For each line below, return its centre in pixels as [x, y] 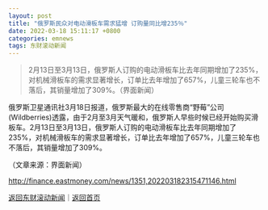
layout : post [30, 16]
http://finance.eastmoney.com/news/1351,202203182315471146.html [122, 181]
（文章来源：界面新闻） [47, 165]
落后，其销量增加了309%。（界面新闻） [93, 90]
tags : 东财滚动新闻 [38, 46]
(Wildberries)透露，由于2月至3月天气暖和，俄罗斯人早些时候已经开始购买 [130, 117]
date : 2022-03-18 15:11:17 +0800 [65, 31]
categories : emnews [41, 38]
